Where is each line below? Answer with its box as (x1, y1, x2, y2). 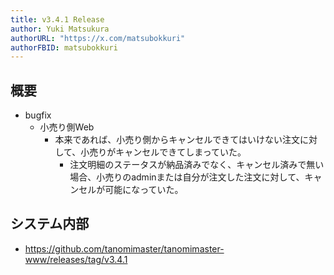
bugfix (24, 109, 52, 121)
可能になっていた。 (104, 184, 184, 196)
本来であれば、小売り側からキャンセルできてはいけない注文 (54, 134, 300, 146)
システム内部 (10, 216, 90, 233)
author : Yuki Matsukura (10, 24, 110, 34)
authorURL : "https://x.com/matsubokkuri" (10, 33, 186, 43)
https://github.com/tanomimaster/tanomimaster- (24, 242, 225, 255)
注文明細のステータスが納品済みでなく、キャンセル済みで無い (69, 159, 325, 171)
